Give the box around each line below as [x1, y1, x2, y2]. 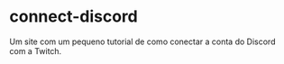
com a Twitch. [9, 45, 62, 56]
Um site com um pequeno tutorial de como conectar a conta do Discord [9, 36, 276, 47]
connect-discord [9, 6, 138, 27]
